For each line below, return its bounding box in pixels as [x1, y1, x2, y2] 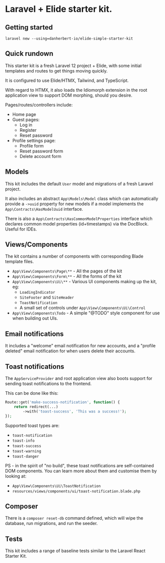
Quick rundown [5, 49, 54, 58]
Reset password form [19, 148, 64, 154]
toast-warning [12, 449, 41, 453]
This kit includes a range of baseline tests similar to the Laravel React [5, 548, 146, 554]
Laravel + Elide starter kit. [5, 3, 112, 15]
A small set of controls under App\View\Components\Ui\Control [19, 305, 146, 311]
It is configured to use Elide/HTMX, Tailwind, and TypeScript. [5, 77, 129, 83]
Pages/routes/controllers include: [5, 102, 73, 108]
